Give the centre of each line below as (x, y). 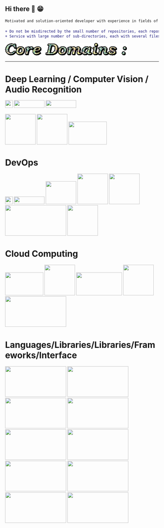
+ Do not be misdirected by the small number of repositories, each (76, 31)
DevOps (22, 163)
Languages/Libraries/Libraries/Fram (80, 345)
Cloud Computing (41, 254)
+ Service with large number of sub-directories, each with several (76, 36)
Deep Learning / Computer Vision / (77, 79)
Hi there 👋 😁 (24, 9)
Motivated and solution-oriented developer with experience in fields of (82, 21)
